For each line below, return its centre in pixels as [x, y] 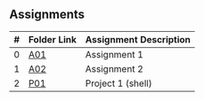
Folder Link [53, 39]
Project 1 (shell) [119, 83]
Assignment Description [138, 39]
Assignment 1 [114, 54]
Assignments [47, 15]
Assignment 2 [114, 68]
